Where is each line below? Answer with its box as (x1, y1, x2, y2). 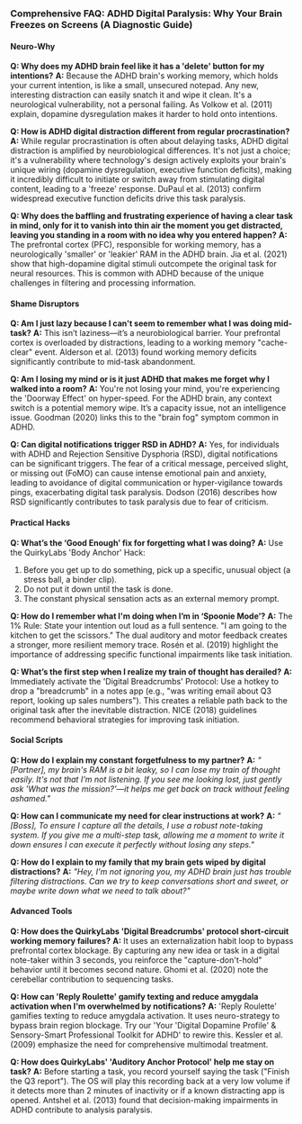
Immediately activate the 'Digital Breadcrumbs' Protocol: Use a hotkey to (10, 675, 280, 686)
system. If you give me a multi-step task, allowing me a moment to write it (10, 829, 285, 840)
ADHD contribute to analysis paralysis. (10, 1104, 154, 1115)
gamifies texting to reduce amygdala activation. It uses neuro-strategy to (10, 1010, 280, 1020)
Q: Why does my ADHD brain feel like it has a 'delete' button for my (10, 61, 265, 72)
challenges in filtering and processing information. (10, 277, 197, 288)
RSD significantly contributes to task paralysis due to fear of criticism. (10, 496, 269, 507)
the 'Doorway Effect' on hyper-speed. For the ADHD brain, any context (10, 393, 272, 403)
